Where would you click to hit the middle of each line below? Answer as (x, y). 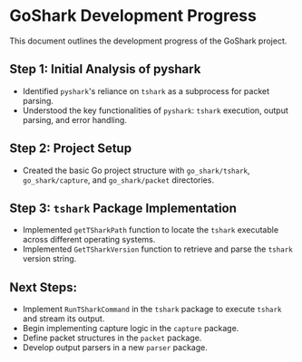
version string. (49, 259)
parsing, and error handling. (74, 119)
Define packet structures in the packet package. (112, 338)
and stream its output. (63, 319)
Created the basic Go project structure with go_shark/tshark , (136, 170)
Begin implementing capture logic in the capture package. (131, 329)
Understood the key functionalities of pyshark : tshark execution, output (155, 110)
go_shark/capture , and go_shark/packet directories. (118, 180)
